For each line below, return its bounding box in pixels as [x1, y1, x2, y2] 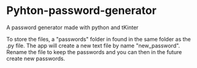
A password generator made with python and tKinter [6, 24, 139, 31]
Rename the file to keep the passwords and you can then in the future [6, 48, 182, 55]
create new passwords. [6, 55, 65, 62]
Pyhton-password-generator [6, 4, 157, 18]
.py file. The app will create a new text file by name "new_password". [6, 42, 180, 49]
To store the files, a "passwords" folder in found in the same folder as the [6, 35, 191, 42]
